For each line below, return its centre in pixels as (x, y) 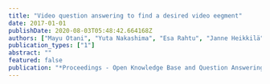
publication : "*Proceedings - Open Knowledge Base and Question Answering (136, 68)
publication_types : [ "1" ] (51, 46)
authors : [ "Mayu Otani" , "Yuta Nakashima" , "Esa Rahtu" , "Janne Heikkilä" (136, 38)
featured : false (35, 61)
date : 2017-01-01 (37, 23)
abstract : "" (30, 53)
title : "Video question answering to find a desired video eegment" (125, 16)
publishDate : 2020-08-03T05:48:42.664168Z (80, 30)
